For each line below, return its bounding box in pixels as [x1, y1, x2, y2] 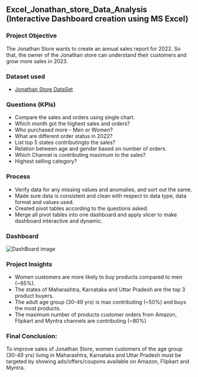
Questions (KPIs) [6, 100, 56, 109]
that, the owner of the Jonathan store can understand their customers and [6, 51, 187, 58]
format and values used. [14, 198, 74, 205]
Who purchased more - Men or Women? [14, 126, 113, 133]
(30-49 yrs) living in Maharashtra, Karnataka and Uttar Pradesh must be [6, 352, 181, 359]
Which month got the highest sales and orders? [14, 120, 131, 127]
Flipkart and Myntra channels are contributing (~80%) [14, 317, 147, 324]
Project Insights [6, 260, 53, 268]
